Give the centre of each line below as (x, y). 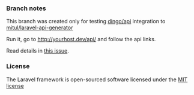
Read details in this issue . (38, 51)
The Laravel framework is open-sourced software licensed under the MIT (97, 79)
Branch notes (26, 8)
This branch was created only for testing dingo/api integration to (86, 22)
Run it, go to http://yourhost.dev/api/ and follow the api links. (81, 39)
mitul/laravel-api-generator (40, 27)
